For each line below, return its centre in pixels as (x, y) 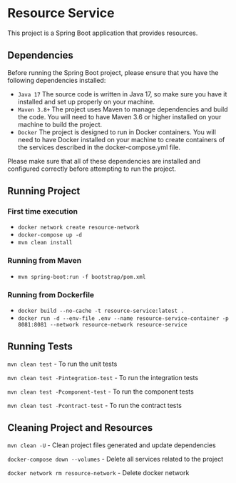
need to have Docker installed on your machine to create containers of (121, 139)
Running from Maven (45, 261)
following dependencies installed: (57, 80)
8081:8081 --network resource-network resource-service (102, 325)
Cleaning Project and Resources (80, 428)
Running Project (44, 191)
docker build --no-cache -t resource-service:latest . (101, 311)
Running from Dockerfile (51, 294)
